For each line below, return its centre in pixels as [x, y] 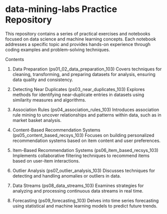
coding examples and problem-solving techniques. [58, 49]
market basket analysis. [37, 120]
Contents [15, 59]
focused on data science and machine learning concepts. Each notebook [81, 39]
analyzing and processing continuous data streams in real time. [78, 190]
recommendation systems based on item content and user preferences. [87, 140]
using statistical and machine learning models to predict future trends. [85, 205]
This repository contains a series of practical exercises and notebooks [78, 33]
